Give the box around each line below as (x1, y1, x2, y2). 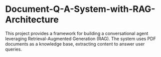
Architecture (5, 14, 59, 25)
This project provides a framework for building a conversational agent (5, 30, 149, 36)
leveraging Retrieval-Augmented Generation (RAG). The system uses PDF (5, 36, 156, 42)
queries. (5, 46, 22, 52)
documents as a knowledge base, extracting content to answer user (5, 41, 145, 47)
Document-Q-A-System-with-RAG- (5, 3, 156, 15)
